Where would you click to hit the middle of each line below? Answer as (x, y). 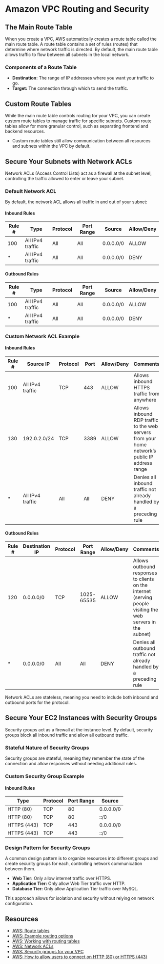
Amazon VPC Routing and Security (77, 9)
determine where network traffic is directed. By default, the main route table (82, 49)
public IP (143, 456)
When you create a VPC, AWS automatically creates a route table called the (81, 39)
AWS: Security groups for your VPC (48, 952)
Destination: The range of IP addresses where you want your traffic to (83, 78)
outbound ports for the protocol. (37, 702)
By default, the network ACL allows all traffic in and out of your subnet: (76, 202)
